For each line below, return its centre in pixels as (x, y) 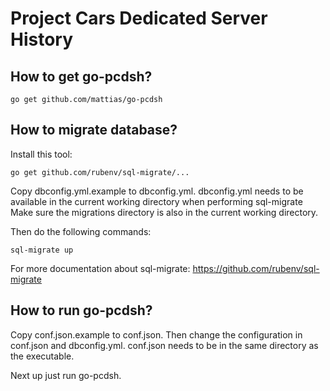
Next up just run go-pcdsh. (66, 375)
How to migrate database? (94, 130)
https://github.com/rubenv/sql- (256, 268)
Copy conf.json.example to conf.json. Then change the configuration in (156, 334)
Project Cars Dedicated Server (139, 18)
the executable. (42, 356)
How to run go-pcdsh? (81, 310)
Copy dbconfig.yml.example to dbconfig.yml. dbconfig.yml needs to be (157, 191)
